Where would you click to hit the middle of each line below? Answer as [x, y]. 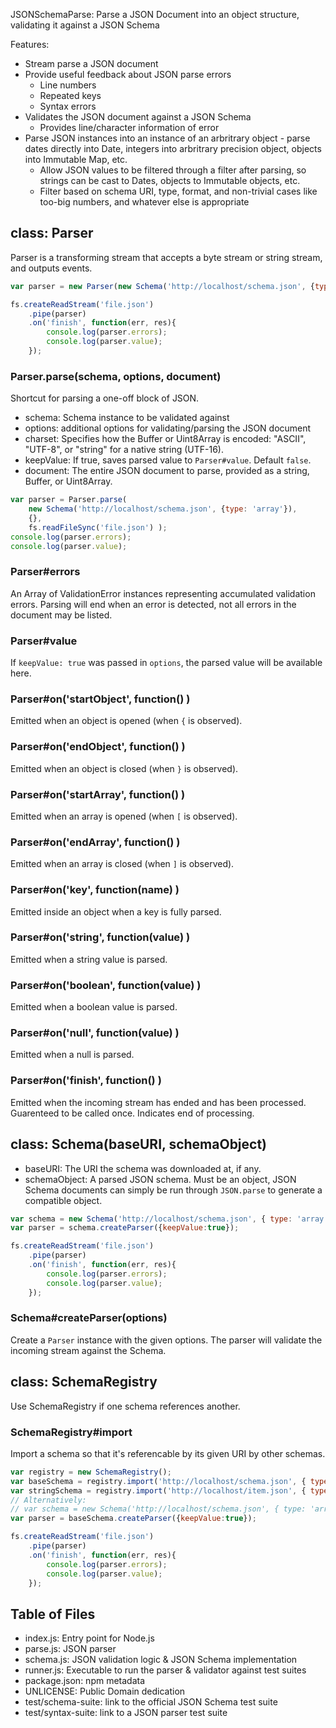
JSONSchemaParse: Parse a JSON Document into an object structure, [155, 14]
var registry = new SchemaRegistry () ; [91, 1472]
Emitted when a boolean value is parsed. [94, 1007]
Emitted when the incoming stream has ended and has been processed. [158, 1102]
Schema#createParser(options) [89, 1318]
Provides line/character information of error [129, 127]
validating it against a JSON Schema [85, 25]
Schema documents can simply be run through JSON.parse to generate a [173, 1190]
